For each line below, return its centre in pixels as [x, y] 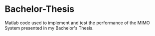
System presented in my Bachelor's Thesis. [49, 28]
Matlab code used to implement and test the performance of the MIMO [77, 23]
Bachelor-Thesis [40, 9]
